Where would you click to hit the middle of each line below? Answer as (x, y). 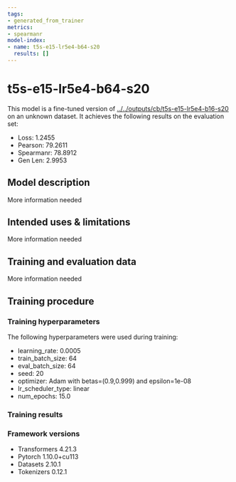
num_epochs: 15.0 (44, 396)
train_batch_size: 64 (47, 358)
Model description (49, 183)
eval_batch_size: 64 (47, 366)
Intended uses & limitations (69, 222)
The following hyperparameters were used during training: (93, 337)
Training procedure (51, 301)
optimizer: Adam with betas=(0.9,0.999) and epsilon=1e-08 (104, 381)
